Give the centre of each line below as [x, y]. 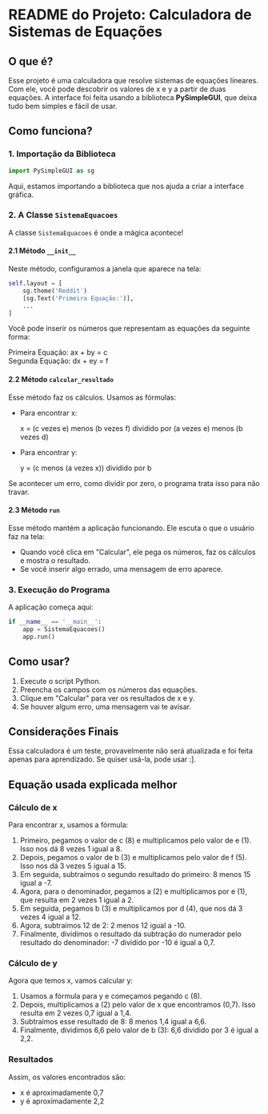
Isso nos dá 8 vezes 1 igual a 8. [71, 849]
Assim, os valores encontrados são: [67, 1077]
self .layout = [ [35, 284]
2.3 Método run [34, 510]
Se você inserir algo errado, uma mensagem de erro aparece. [121, 569]
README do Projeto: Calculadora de [130, 15]
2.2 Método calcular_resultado [61, 380]
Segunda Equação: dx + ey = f [58, 361]
